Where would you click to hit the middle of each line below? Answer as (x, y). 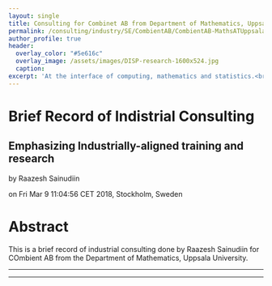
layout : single (34, 16)
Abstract (38, 226)
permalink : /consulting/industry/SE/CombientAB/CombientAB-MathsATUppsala (137, 31)
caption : (30, 69)
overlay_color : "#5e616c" (59, 53)
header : (21, 46)
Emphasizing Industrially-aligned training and (126, 146)
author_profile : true (45, 38)
